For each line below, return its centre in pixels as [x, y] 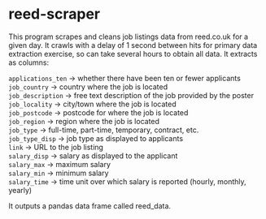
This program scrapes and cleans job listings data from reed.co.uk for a [129, 36]
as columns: [29, 62]
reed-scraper [54, 14]
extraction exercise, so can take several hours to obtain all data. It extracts [133, 54]
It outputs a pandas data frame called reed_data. [90, 206]
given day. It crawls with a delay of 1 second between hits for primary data [133, 45]
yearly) [20, 190]
